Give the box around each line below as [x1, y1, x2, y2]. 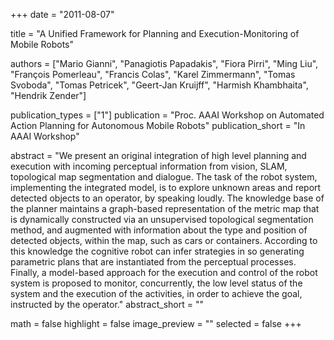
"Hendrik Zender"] [10, 90, 87, 101]
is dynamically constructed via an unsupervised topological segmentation [10, 214, 314, 225]
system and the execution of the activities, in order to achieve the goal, [10, 288, 303, 299]
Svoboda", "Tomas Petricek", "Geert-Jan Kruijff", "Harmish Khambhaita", [10, 79, 309, 91]
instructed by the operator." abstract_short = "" [10, 299, 205, 310]
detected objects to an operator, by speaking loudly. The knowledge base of [10, 192, 325, 204]
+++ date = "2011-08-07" [10, 9, 115, 20]
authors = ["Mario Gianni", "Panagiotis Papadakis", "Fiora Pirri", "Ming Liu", [10, 58, 319, 69]
